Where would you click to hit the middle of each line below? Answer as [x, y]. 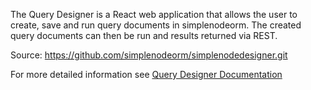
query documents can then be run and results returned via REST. [144, 35]
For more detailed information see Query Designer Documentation [146, 74]
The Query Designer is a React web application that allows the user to [154, 14]
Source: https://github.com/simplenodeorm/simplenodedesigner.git [149, 55]
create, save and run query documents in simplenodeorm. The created [156, 25]
